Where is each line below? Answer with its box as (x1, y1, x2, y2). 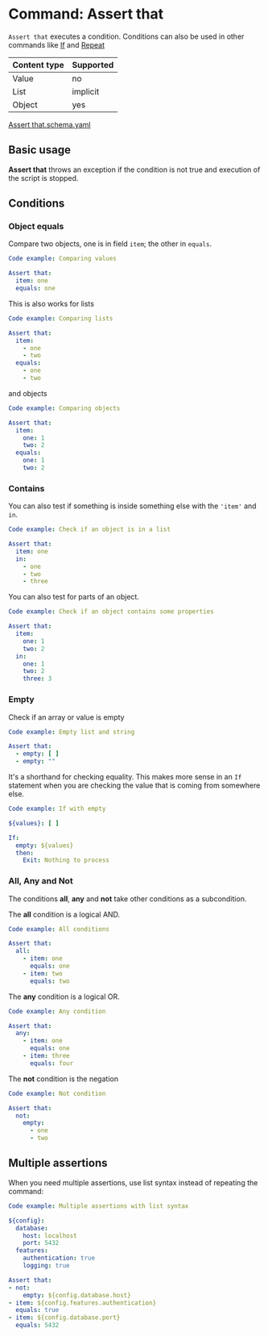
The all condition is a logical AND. (8, 909, 121, 919)
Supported (72, 59, 114, 70)
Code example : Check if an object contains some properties (8, 608, 215, 616)
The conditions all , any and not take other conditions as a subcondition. (8, 893, 247, 904)
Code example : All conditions (8, 925, 110, 933)
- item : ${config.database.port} (8, 1314, 121, 1322)
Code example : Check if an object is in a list (8, 525, 171, 533)
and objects (8, 388, 47, 398)
